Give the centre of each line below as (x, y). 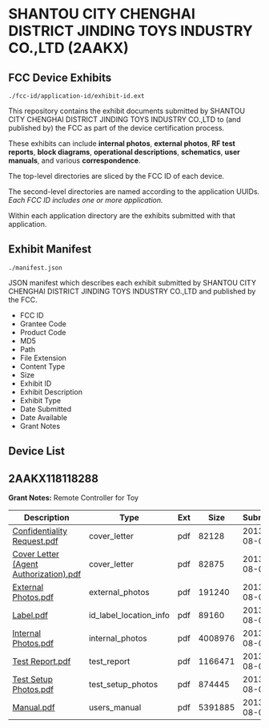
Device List (37, 451)
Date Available (44, 417)
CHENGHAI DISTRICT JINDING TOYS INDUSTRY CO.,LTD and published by (132, 291)
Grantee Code (43, 324)
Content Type (42, 366)
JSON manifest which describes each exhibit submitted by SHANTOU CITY (132, 282)
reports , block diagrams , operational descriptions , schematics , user (124, 152)
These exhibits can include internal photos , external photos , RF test (122, 144)
